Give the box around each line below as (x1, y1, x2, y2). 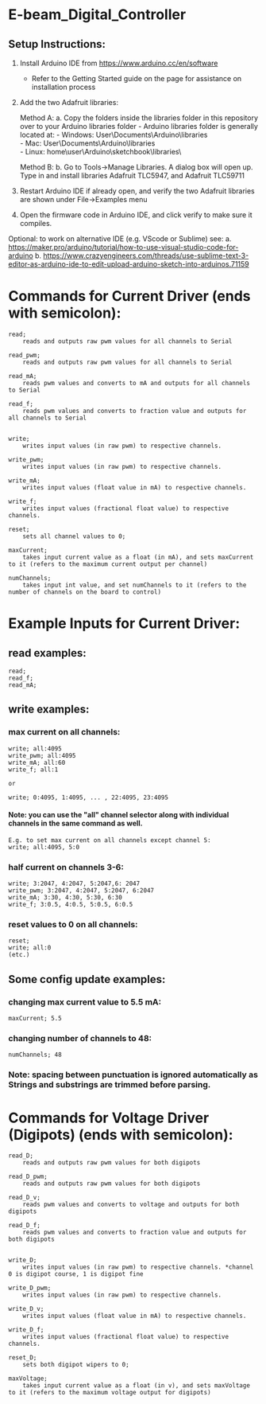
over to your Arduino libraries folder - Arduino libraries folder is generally (19, 122, 258, 131)
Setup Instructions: (8, 37, 106, 51)
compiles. (19, 219, 52, 228)
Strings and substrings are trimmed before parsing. (8, 1079, 211, 1090)
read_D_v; (8, 1194, 41, 1202)
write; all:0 (8, 944, 52, 952)
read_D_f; (8, 1222, 41, 1230)
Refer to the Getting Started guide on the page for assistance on (31, 74, 242, 83)
